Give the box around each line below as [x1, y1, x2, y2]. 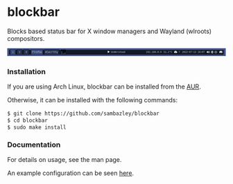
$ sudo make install [7, 124, 67, 131]
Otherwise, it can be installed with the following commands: [7, 95, 178, 104]
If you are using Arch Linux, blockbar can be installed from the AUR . [7, 82, 201, 91]
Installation [7, 66, 46, 76]
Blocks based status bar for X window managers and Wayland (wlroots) [7, 27, 212, 35]
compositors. [7, 34, 45, 42]
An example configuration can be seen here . [7, 169, 134, 177]
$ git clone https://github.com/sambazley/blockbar [7, 110, 159, 117]
